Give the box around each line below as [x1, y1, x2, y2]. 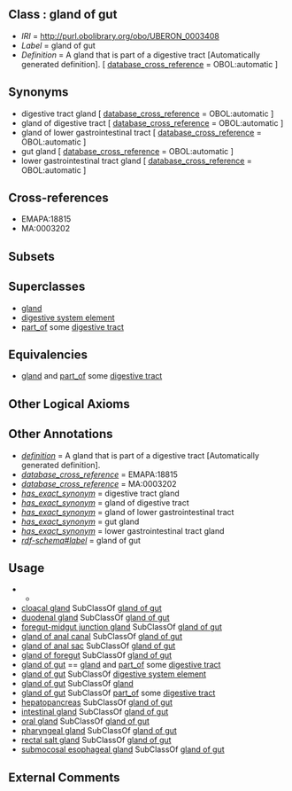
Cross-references [8, 191, 110, 206]
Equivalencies [8, 348, 88, 363]
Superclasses [8, 279, 86, 294]
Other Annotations [8, 427, 113, 442]
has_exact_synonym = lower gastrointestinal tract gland [20, 525, 225, 536]
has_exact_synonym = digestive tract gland [20, 488, 181, 498]
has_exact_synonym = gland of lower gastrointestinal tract [20, 506, 234, 517]
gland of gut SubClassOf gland [20, 678, 134, 689]
